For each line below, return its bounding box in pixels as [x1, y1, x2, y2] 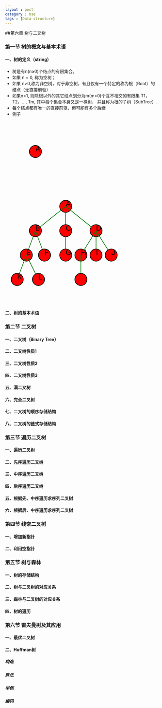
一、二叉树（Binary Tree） [5, 336, 59, 342]
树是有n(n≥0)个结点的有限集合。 [12, 68, 77, 74]
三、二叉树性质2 [5, 360, 38, 366]
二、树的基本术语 [5, 310, 39, 316]
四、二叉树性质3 [5, 372, 38, 378]
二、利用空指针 [5, 546, 35, 552]
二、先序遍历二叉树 [5, 459, 44, 465]
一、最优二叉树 [5, 634, 35, 641]
